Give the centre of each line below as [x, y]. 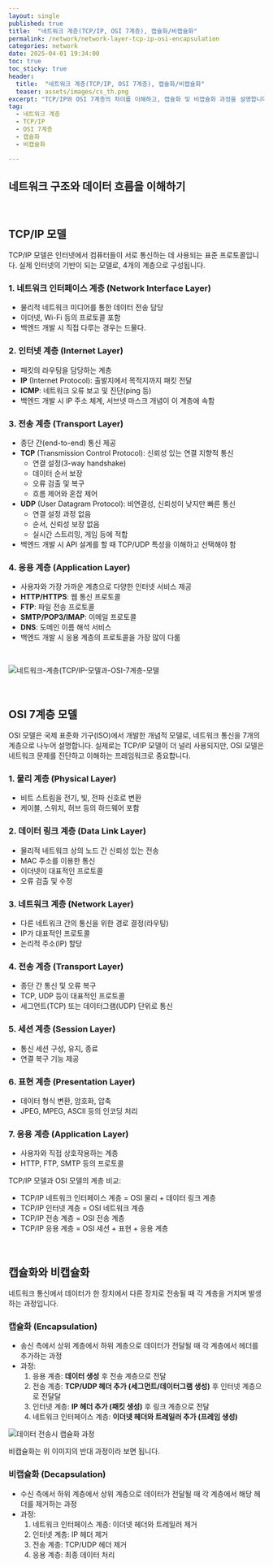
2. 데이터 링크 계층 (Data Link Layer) [77, 831]
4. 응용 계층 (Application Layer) [69, 567]
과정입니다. [41, 1304]
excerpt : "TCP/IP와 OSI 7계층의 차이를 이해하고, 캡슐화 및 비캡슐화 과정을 [123, 99]
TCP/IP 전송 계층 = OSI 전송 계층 [72, 1219]
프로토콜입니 [239, 255]
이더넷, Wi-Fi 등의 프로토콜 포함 [70, 318]
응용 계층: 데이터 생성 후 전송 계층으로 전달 [99, 1376]
